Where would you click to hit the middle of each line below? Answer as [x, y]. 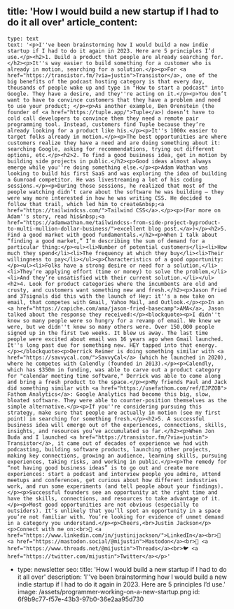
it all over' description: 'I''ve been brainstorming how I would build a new [122, 577]
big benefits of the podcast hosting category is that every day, [106, 81]
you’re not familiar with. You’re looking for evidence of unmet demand [116, 517]
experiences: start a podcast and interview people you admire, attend [114, 474]
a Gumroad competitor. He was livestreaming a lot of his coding [104, 179]
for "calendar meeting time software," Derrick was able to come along [114, 376]
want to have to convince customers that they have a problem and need [114, 100]
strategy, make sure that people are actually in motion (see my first [114, 413]
